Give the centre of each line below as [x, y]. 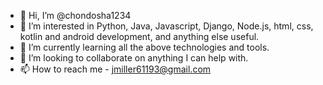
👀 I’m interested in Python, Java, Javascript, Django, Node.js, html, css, [166, 26]
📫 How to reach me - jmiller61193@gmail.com [115, 69]
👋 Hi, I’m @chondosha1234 [75, 15]
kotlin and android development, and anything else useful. [139, 36]
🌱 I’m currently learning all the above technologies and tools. [144, 47]
